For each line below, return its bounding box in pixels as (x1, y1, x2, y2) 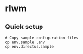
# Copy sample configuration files (5, 35, 79, 40)
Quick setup (5, 23, 43, 31)
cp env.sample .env (5, 40, 45, 45)
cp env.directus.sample (5, 44, 54, 49)
